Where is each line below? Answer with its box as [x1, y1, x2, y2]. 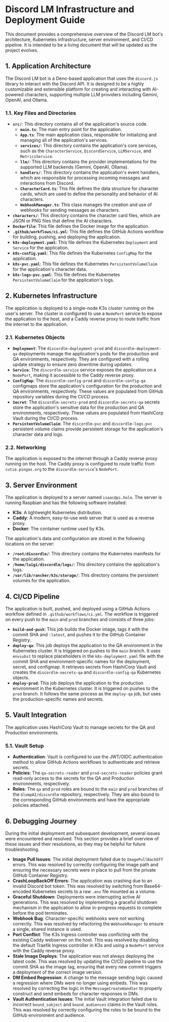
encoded [12, 888, 31, 894]
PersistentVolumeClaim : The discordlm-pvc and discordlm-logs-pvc [12, 421, 153, 427]
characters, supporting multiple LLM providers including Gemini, [24, 91, 158, 97]
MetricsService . [20, 153, 53, 159]
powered [5, 91, 24, 97]
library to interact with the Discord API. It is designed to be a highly [5, 80, 144, 87]
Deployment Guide [5, 14, 85, 26]
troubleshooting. [5, 846, 39, 852]
